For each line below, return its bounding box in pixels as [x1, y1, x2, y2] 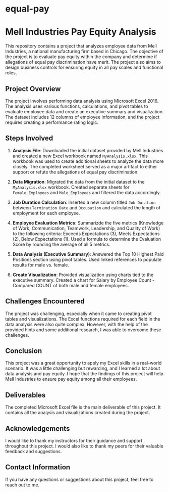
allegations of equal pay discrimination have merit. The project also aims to [5, 59, 161, 65]
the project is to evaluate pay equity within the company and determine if [5, 54, 157, 60]
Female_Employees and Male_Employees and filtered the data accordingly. [12, 189, 161, 195]
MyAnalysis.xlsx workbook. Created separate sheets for [12, 184, 130, 190]
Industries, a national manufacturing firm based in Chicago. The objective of [5, 49, 164, 55]
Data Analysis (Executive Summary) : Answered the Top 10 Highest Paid [12, 251, 164, 257]
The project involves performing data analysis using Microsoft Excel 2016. [5, 98, 159, 104]
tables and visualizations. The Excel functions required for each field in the [5, 316, 160, 322]
